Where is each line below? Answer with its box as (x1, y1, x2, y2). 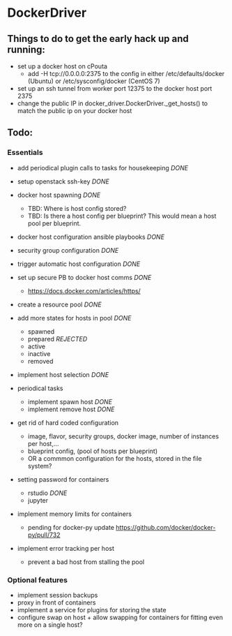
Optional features (7, 575, 68, 584)
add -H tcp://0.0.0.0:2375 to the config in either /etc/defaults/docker (27, 70, 225, 77)
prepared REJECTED (27, 334, 88, 343)
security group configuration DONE (17, 246, 119, 254)
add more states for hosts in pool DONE (17, 313, 132, 322)
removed (27, 357, 54, 365)
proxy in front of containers (17, 598, 96, 607)
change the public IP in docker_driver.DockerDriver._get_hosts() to (17, 99, 208, 108)
